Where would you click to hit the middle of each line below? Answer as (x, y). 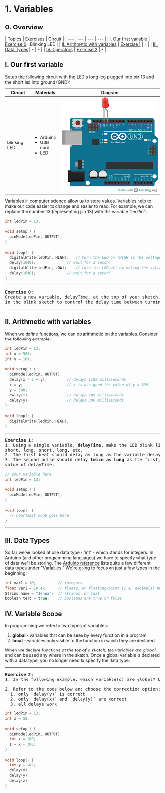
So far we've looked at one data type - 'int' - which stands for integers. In (79, 552)
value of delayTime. (30, 465)
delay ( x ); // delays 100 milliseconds (67, 395)
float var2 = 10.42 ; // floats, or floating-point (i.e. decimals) (80, 588)
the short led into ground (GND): (38, 82)
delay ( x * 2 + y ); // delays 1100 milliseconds (68, 380)
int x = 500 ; (18, 354)
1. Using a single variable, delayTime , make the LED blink (79, 445)
